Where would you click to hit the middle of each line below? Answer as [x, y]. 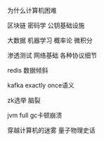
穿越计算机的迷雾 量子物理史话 [51, 130]
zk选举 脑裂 [24, 100]
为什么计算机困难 [32, 10]
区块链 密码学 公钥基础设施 [46, 25]
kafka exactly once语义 [41, 85]
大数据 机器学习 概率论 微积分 [50, 40]
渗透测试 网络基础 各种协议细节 [52, 55]
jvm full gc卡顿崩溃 [35, 115]
